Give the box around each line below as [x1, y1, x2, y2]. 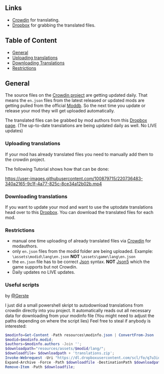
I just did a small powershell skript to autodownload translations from [5, 302, 143, 308]
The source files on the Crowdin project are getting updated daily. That [5, 92, 148, 98]
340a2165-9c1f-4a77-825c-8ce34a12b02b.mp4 [5, 181, 102, 187]
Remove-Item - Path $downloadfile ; [5, 364, 76, 370]
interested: [5, 323, 27, 329]
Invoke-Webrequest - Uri [5, 355, 54, 360]
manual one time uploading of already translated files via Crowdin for [12, 238, 151, 244]
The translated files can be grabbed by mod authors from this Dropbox [5, 117, 147, 123]
